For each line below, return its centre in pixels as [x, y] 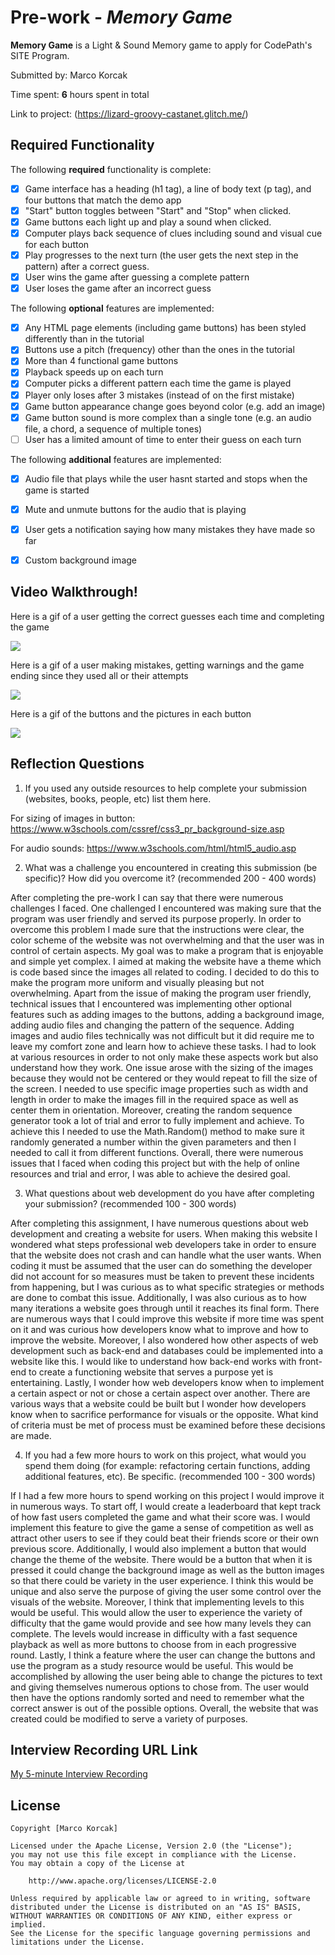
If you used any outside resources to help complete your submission [165, 788]
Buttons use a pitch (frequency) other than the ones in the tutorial [159, 350]
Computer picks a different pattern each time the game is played [158, 383]
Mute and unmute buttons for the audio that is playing [135, 509]
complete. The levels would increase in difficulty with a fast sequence [154, 1633]
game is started [57, 490]
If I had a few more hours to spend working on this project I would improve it [167, 1495]
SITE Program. [40, 55]
